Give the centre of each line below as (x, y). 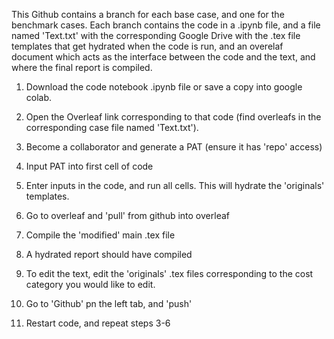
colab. (39, 97)
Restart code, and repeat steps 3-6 (98, 323)
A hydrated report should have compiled (109, 254)
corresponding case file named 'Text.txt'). (112, 127)
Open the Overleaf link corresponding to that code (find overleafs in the (173, 117)
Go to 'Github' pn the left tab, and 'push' (109, 303)
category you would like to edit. (90, 284)
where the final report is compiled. (82, 67)
